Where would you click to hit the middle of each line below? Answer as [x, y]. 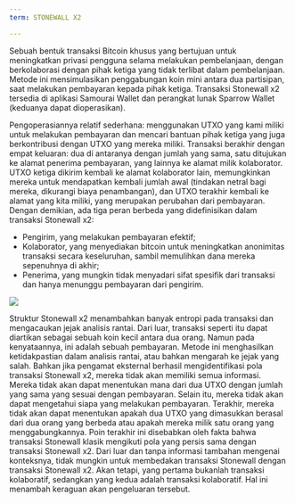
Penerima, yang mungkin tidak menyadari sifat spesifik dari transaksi [148, 275]
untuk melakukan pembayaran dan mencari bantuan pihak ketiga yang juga [147, 134]
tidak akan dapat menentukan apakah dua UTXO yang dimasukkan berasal [146, 413]
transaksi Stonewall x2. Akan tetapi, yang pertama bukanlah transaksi [137, 470]
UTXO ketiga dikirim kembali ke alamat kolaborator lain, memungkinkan [140, 172]
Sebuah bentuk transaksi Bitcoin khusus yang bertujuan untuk [123, 51]
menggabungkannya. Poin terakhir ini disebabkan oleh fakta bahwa [133, 432]
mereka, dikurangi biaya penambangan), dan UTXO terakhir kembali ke [139, 191]
